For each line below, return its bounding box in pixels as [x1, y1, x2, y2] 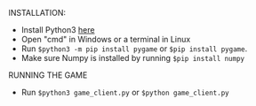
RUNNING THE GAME [8, 70, 88, 80]
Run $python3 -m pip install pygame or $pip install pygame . [20, 43, 248, 54]
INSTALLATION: [8, 8, 67, 18]
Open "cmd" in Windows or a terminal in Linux [20, 34, 191, 44]
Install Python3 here [20, 25, 95, 34]
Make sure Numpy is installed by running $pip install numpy [20, 53, 245, 63]
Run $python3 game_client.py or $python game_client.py [20, 87, 229, 97]
